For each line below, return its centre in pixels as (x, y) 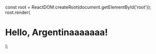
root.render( (18, 12)
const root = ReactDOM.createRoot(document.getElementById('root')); (78, 7)
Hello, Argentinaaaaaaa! (57, 32)
